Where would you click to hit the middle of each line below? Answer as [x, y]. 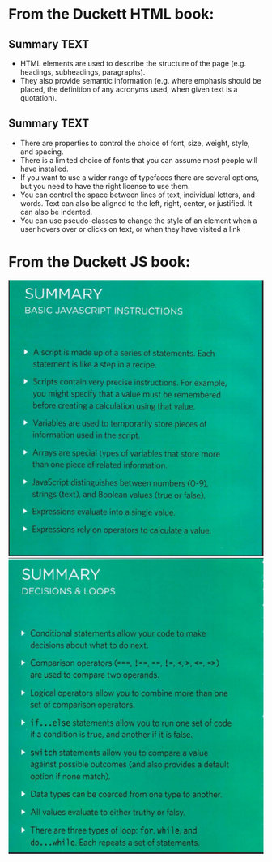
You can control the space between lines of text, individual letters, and [138, 195]
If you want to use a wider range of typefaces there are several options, [140, 177]
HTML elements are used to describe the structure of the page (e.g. [133, 63]
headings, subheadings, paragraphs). [83, 72]
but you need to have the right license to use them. [105, 186]
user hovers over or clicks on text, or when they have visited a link [130, 229]
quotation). [38, 98]
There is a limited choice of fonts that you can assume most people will [138, 160]
